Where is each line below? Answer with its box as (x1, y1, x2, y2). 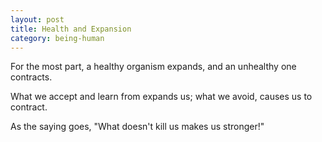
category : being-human (10, 33, 105, 43)
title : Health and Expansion (10, 24, 132, 34)
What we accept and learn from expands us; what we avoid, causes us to (10, 91, 313, 103)
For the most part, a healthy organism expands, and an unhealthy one (10, 61, 297, 73)
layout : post (10, 14, 65, 25)
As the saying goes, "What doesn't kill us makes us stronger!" (10, 121, 265, 133)
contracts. (10, 71, 53, 83)
